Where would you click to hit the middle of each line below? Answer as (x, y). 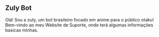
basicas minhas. (22, 30)
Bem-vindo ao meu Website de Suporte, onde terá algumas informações (79, 25)
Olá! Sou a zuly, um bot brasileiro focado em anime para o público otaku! (79, 19)
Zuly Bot (19, 8)
